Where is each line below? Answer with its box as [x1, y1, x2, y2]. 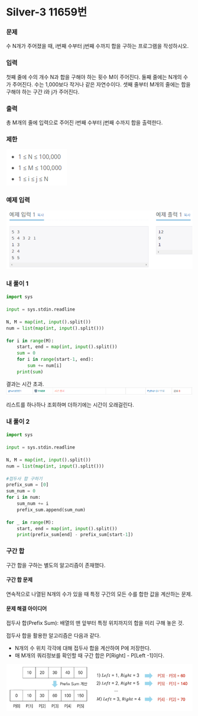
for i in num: [6, 495, 41, 501]
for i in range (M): [6, 338, 54, 344]
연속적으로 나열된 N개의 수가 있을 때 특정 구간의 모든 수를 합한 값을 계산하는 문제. [6, 590, 193, 598]
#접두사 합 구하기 [6, 476, 43, 482]
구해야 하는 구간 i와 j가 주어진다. [6, 88, 80, 95]
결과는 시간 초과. [6, 380, 44, 388]
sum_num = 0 [6, 488, 35, 494]
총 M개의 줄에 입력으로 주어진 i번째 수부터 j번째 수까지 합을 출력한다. [6, 119, 163, 126]
